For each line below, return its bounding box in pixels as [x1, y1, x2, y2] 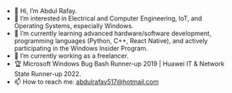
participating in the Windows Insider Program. [13, 44, 149, 52]
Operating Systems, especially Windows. [13, 22, 134, 30]
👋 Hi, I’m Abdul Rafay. [13, 7, 78, 15]
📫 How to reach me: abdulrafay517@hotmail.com [13, 77, 159, 86]
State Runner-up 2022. [13, 70, 81, 77]
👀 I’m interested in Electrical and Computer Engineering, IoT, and [13, 14, 202, 23]
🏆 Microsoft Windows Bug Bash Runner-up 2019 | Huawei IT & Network [13, 60, 225, 68]
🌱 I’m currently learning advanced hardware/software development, [13, 29, 211, 37]
